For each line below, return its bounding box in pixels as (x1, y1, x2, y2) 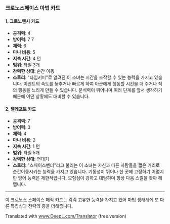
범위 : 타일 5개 (12, 150, 40, 156)
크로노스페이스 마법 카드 (5, 4, 61, 11)
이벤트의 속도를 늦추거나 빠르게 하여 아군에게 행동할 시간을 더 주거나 (23, 81, 157, 87)
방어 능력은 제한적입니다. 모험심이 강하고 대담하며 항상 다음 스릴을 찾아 (18, 175, 157, 181)
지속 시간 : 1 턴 (12, 143, 40, 150)
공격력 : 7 (12, 118, 30, 124)
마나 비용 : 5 (12, 49, 35, 55)
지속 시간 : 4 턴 (12, 56, 41, 62)
